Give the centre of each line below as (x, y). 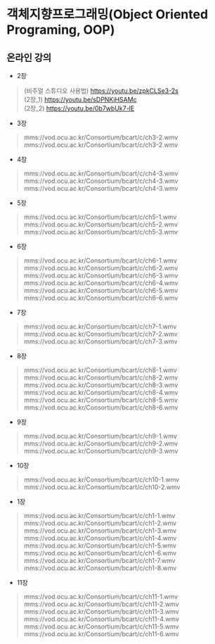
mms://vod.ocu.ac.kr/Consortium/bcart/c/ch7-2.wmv (101, 334)
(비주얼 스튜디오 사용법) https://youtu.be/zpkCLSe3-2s (101, 91)
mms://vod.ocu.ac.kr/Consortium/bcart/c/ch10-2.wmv (102, 487)
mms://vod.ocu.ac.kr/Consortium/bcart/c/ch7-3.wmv (101, 341)
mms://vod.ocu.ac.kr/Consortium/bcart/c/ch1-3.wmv (100, 531)
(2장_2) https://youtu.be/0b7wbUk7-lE (79, 108)
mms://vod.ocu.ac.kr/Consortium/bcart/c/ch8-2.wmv (101, 378)
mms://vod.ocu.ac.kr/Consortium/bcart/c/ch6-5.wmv (101, 290)
